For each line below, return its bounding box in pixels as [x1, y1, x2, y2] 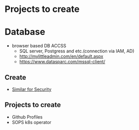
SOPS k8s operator [11, 119, 52, 125]
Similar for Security [11, 86, 52, 92]
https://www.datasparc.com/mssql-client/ [19, 59, 106, 65]
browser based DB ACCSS [11, 43, 67, 49]
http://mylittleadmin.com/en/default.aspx [19, 53, 104, 59]
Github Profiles [11, 114, 43, 120]
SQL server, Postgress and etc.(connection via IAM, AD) [19, 48, 135, 54]
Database [4, 26, 45, 38]
